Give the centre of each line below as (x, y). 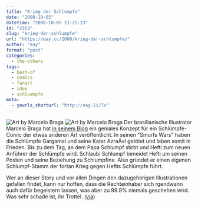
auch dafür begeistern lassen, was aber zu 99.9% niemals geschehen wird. (98, 190)
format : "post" (25, 50)
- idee (19, 89)
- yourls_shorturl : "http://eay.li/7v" (60, 105)
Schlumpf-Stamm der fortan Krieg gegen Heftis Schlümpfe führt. (85, 166)
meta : (13, 99)
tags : (13, 67)
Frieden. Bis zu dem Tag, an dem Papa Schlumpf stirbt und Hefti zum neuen (98, 147)
